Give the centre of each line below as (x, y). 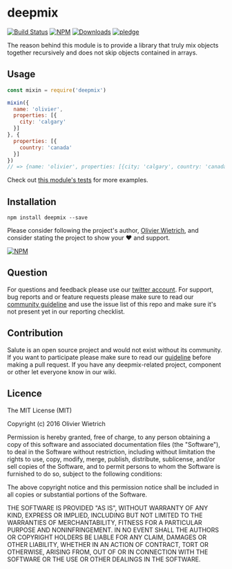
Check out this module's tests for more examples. (78, 180)
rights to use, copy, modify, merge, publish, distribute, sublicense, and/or (111, 459)
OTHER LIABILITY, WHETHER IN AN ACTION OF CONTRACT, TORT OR (108, 544)
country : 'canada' (46, 147)
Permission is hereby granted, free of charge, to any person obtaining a (109, 437)
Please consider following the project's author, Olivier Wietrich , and (103, 231)
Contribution (35, 333)
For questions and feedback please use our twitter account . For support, (110, 289)
